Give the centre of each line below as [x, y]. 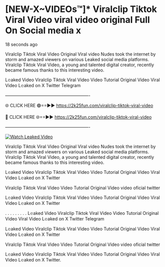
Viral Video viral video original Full [77, 20]
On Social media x [43, 31]
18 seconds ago [21, 44]
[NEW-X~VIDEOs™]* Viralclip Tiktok [81, 9]
